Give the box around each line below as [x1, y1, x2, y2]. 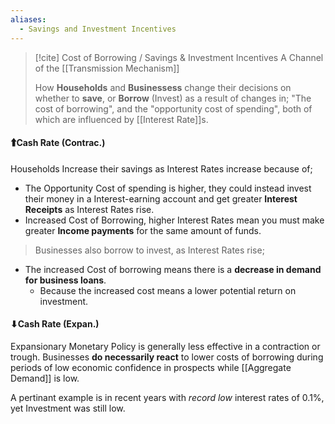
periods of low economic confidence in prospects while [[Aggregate [10, 361, 292, 373]
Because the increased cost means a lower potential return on [39, 284, 297, 296]
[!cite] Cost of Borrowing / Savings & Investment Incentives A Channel [34, 51, 324, 63]
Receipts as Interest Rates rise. [24, 203, 155, 215]
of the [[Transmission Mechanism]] [34, 62, 180, 74]
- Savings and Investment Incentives [19, 24, 177, 34]
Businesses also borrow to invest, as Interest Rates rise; [34, 244, 265, 256]
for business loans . [24, 274, 107, 286]
